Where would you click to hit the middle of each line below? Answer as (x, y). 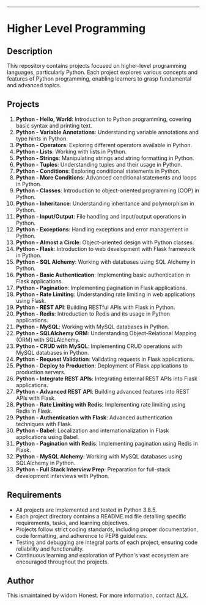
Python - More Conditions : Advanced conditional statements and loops (106, 177)
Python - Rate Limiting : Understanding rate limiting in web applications (105, 294)
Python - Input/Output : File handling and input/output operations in (101, 216)
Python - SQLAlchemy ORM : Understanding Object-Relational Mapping (106, 333)
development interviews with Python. (62, 476)
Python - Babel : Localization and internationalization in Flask (92, 430)
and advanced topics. (34, 85)
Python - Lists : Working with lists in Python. (71, 151)
